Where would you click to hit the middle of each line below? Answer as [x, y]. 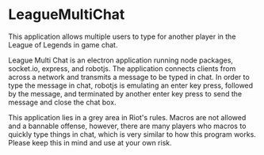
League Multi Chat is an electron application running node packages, [121, 60]
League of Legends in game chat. [63, 44]
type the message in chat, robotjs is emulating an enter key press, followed [131, 85]
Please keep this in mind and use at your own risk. [90, 142]
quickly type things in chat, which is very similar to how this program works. [132, 134]
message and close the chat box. [62, 102]
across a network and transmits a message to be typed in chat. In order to [129, 77]
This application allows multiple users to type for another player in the [122, 36]
